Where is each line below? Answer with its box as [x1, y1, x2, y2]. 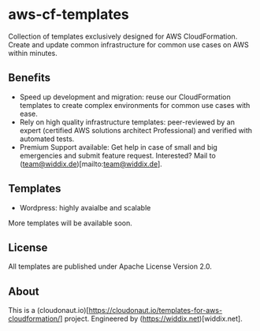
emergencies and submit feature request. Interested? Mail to [19, 151, 217, 160]
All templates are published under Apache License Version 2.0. [8, 262, 213, 271]
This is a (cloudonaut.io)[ [8, 306, 89, 315]
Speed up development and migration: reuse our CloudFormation [19, 92, 231, 102]
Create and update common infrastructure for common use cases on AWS [8, 39, 250, 49]
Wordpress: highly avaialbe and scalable [19, 203, 151, 212]
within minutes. [8, 48, 58, 58]
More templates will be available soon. [8, 218, 132, 228]
